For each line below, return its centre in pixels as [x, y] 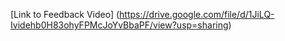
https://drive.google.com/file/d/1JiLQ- [197, 14]
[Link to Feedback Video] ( [65, 14]
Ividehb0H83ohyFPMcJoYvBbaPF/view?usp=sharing [119, 25]
